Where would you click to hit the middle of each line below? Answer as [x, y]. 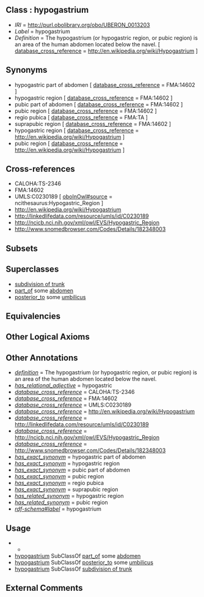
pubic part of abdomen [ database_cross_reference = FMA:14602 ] [99, 104]
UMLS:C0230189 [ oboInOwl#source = [64, 197]
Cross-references [41, 169]
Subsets [22, 248]
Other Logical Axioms [48, 337]
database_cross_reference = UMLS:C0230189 [73, 405]
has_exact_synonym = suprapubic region [66, 489]
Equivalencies [33, 317]
